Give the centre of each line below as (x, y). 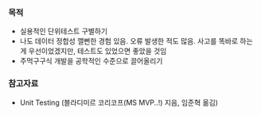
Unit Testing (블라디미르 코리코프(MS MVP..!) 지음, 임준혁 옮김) (119, 102)
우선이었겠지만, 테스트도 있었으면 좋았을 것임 (97, 51)
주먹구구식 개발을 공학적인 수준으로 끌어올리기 (91, 61)
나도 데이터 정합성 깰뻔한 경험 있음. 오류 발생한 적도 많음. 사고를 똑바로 (129, 41)
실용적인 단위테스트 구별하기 (64, 31)
